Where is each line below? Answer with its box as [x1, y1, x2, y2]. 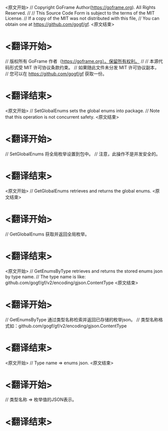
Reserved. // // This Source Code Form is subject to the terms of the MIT [5, 10, 155, 16]
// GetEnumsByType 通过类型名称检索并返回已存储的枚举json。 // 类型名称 [5, 316, 159, 322]
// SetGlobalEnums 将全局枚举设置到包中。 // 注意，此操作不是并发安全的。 [5, 151, 160, 157]
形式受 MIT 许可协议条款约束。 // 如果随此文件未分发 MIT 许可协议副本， [9, 64, 159, 70]
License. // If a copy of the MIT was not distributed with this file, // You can [5, 16, 159, 21]
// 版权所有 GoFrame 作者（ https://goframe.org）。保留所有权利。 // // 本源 [5, 58, 159, 64]
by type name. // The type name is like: [5, 274, 86, 280]
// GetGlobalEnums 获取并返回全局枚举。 [5, 231, 89, 237]
